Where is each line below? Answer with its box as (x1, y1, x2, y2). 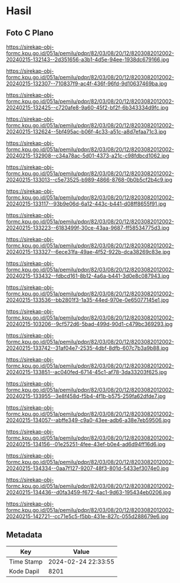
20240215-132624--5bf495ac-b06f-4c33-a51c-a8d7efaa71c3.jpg (6, 128, 166, 135)
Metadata (6, 530, 42, 540)
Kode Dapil (9, 567, 40, 575)
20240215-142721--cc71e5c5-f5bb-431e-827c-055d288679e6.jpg (6, 513, 169, 520)
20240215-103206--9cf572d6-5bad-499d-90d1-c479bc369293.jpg (6, 321, 173, 327)
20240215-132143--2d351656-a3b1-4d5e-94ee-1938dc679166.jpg (6, 56, 169, 63)
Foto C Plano (6, 28, 54, 38)
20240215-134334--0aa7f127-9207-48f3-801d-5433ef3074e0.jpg (6, 465, 169, 472)
